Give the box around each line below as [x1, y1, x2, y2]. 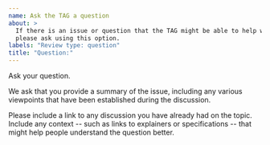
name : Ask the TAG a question [8, 11, 110, 20]
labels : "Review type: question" [8, 42, 121, 50]
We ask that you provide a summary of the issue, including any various [8, 87, 243, 96]
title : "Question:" [8, 49, 74, 57]
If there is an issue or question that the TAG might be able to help [15, 26, 257, 34]
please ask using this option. [15, 34, 121, 42]
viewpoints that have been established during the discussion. [8, 95, 211, 104]
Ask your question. [8, 71, 71, 80]
